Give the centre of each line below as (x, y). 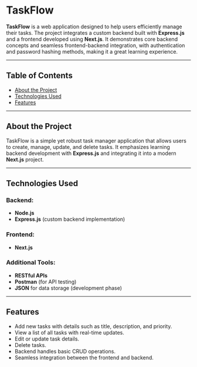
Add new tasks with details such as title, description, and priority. (93, 326)
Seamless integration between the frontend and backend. (84, 358)
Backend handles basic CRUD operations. (65, 351)
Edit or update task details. (47, 339)
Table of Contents (40, 76)
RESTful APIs (31, 275)
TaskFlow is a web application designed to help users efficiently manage (94, 27)
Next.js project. (25, 159)
